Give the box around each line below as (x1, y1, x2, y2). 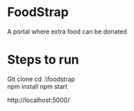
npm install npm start (7, 82, 68, 91)
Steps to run (7, 52, 80, 68)
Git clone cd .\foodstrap (7, 75, 75, 83)
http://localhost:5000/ (7, 96, 70, 104)
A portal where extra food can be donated (7, 27, 127, 36)
